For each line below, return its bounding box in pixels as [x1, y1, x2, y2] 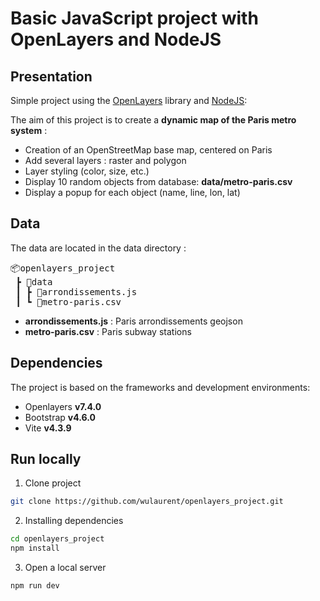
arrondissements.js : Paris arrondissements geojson [24, 315, 243, 327]
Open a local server [24, 562, 107, 574]
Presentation [10, 68, 93, 85]
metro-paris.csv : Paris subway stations [24, 325, 192, 337]
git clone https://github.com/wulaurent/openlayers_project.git [10, 497, 284, 507]
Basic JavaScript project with [10, 7, 259, 30]
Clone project [24, 477, 82, 489]
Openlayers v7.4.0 [24, 400, 102, 412]
